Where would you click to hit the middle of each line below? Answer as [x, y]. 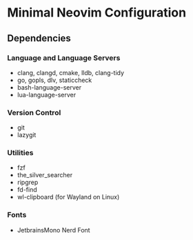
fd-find [27, 190]
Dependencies [39, 38]
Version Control [34, 112]
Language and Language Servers [64, 58]
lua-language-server [47, 94]
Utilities [20, 153]
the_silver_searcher [45, 175]
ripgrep [28, 182]
